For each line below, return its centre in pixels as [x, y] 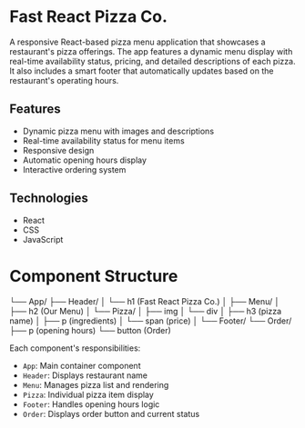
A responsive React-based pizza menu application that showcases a [137, 42]
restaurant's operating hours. [64, 80]
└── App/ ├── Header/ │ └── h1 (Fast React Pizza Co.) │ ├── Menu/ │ [145, 301]
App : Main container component [81, 365]
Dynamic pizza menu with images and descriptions [118, 131]
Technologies [49, 199]
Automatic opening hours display [85, 160]
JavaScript [43, 239]
